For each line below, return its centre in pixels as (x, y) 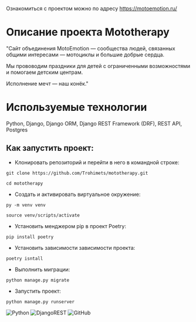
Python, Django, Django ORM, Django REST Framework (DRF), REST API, (94, 123)
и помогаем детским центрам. (45, 72)
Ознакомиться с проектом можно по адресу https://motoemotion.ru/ (92, 9)
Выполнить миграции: (42, 269)
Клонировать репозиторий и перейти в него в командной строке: (97, 162)
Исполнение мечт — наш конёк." (48, 83)
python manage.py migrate (38, 280)
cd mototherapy (25, 183)
